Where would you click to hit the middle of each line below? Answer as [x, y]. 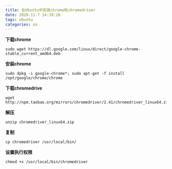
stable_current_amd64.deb [33, 54]
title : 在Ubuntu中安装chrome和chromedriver [50, 10]
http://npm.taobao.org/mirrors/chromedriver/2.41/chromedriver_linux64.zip [88, 102]
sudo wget [16, 49]
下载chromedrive [24, 88]
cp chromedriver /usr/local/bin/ [41, 142]
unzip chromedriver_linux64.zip [40, 122]
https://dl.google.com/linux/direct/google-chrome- [84, 49]
